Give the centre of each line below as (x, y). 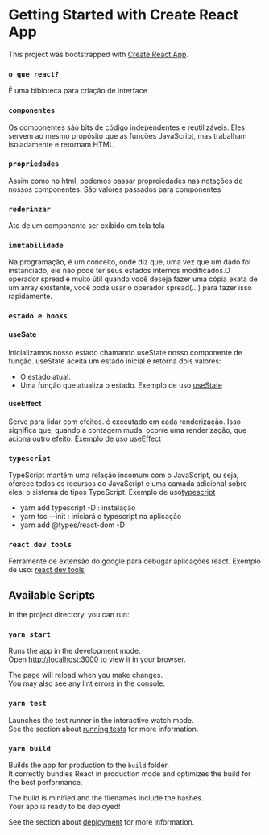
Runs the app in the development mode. (74, 651)
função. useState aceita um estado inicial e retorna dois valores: (115, 361)
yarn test (27, 704)
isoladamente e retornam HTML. (62, 144)
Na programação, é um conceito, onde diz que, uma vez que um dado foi (130, 262)
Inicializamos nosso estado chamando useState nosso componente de (126, 352)
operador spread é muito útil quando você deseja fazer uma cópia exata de (133, 279)
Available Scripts (52, 595)
